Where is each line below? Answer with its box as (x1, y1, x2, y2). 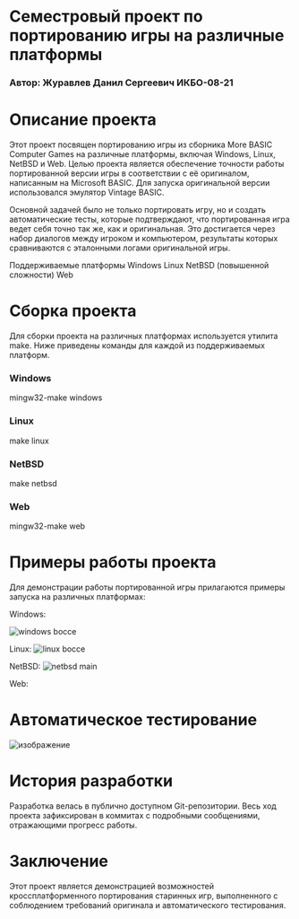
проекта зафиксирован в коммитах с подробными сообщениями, (9, 810, 261, 820)
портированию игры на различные (9, 25, 285, 46)
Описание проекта (9, 109, 157, 130)
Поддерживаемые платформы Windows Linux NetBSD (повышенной (9, 260, 269, 271)
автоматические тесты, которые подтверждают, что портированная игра (9, 214, 291, 225)
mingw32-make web (9, 521, 86, 531)
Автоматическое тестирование (9, 710, 258, 731)
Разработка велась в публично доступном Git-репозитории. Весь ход (9, 801, 278, 811)
